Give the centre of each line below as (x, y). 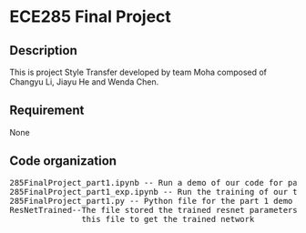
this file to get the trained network (168, 219)
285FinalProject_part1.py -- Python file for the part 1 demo (151, 201)
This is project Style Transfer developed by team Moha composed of (138, 72)
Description (43, 51)
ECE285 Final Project (90, 17)
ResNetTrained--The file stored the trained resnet (127, 210)
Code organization (63, 161)
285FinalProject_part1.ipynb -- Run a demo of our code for (147, 182)
